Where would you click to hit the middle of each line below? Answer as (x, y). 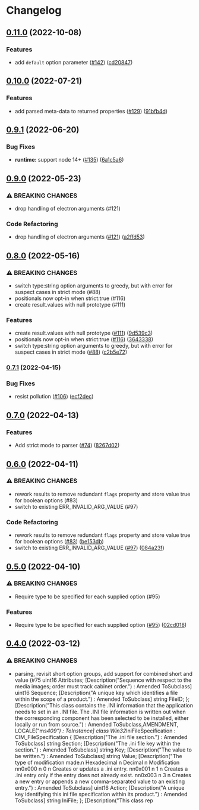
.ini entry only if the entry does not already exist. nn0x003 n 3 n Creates (103, 775)
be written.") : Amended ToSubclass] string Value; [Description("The (98, 756)
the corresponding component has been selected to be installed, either (102, 718)
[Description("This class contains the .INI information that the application (104, 705)
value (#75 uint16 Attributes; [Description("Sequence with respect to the (103, 680)
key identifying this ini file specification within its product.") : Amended (101, 794)
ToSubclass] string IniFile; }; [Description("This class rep (84, 800)
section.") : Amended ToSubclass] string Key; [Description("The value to (103, 750)
